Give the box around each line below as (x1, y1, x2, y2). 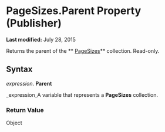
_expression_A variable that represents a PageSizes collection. (6, 91, 159, 98)
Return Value (6, 106, 44, 114)
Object (6, 119, 22, 127)
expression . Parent (6, 80, 52, 87)
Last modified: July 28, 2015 (6, 36, 76, 43)
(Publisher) (6, 16, 62, 30)
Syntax (6, 65, 33, 75)
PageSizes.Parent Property (6, 4, 142, 18)
